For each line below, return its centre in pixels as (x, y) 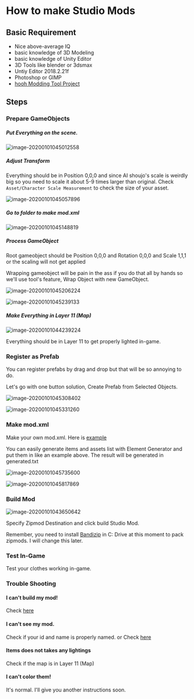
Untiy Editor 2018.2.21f (42, 71)
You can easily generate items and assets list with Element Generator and (94, 449)
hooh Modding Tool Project (47, 84)
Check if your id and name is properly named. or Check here (79, 637)
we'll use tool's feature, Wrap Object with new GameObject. (78, 280)
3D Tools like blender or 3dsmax (53, 65)
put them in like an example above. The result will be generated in (85, 455)
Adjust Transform (28, 161)
